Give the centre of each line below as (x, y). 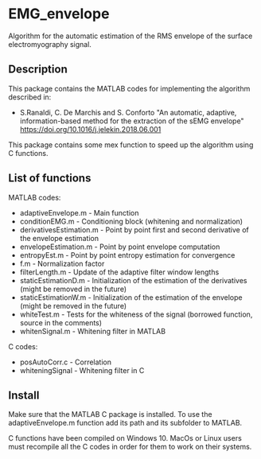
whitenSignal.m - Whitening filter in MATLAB (92, 331)
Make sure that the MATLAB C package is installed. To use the (110, 414)
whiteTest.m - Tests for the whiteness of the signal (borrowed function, (136, 314)
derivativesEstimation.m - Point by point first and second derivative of (134, 229)
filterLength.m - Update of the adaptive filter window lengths (119, 272)
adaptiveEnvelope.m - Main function (79, 212)
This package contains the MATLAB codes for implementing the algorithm (129, 88)
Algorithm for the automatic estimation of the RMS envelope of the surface (130, 36)
